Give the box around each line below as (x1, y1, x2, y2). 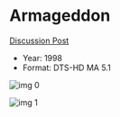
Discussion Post (9, 35, 69, 46)
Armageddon (9, 5, 111, 26)
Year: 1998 (22, 52, 63, 63)
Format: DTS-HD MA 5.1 (22, 62, 111, 73)
